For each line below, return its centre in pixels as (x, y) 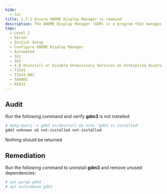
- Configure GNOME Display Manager (47, 47)
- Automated (22, 51)
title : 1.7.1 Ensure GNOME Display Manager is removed (63, 19)
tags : (11, 28)
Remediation (25, 155)
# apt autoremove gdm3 (29, 186)
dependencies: (20, 173)
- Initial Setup (26, 42)
